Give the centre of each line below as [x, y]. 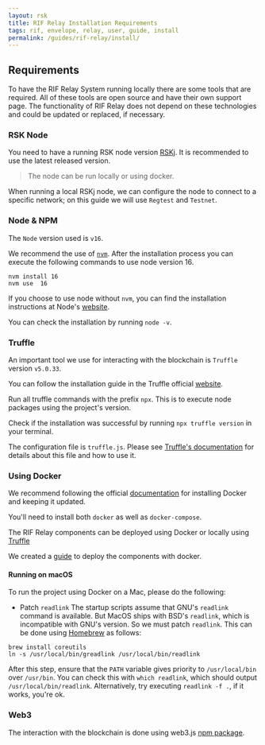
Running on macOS [40, 574]
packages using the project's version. [70, 407]
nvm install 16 [33, 276]
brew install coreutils [48, 648]
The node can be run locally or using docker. [101, 177]
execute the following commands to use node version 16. [101, 262]
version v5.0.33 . [35, 368]
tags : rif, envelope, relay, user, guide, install [94, 30]
